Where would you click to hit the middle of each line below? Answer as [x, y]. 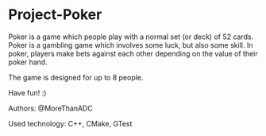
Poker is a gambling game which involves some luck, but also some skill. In [131, 45]
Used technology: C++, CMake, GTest [70, 123]
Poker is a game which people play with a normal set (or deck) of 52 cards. [131, 37]
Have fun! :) [27, 92]
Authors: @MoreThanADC [50, 108]
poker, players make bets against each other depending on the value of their [133, 53]
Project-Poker [55, 15]
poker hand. [28, 62]
